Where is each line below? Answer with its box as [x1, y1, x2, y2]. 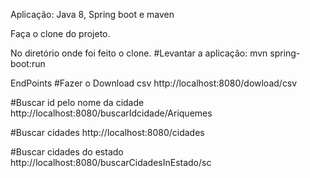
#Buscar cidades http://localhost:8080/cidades [10, 127, 205, 138]
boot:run [10, 58, 46, 69]
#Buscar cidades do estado [10, 146, 124, 158]
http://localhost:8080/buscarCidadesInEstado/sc [10, 157, 212, 168]
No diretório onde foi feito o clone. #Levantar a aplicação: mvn [10, 47, 268, 59]
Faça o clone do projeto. [10, 28, 111, 39]
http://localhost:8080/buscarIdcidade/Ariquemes [10, 107, 213, 119]
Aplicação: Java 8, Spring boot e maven [10, 9, 175, 20]
